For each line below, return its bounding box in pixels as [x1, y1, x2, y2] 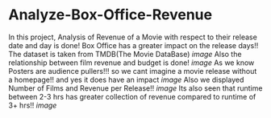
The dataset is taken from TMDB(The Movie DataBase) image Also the [8, 49, 242, 59]
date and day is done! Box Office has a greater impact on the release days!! [8, 40, 259, 50]
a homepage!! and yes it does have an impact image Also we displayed [8, 75, 244, 84]
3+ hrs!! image [8, 100, 57, 110]
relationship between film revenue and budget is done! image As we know [8, 58, 255, 67]
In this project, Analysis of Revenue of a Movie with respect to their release [8, 32, 258, 42]
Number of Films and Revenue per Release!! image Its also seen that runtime [8, 83, 263, 93]
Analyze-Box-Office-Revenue [8, 6, 212, 24]
